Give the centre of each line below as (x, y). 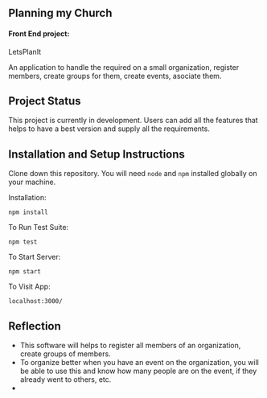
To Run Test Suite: (39, 228)
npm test (23, 242)
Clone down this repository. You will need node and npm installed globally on (133, 174)
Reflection (35, 326)
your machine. (32, 182)
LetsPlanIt (25, 51)
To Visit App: (29, 287)
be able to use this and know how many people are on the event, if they (138, 371)
